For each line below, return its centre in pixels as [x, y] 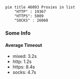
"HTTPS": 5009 [29, 16]
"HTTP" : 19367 [30, 12]
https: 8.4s [24, 67]
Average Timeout [24, 45]
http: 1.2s [22, 62]
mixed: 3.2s [24, 56]
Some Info [18, 33]
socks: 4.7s [24, 72]
